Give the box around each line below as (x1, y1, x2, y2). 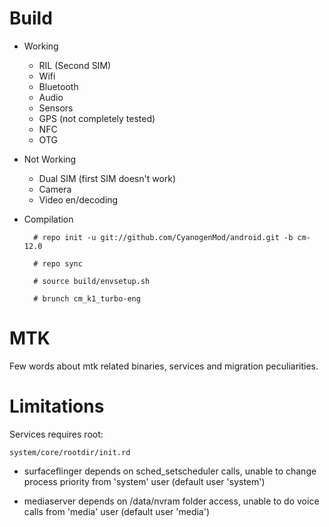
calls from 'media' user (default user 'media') (23, 505, 211, 517)
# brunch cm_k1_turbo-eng (33, 293, 141, 304)
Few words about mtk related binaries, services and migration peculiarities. (9, 360, 319, 372)
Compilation (23, 213, 74, 225)
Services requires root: (9, 428, 104, 440)
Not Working (23, 153, 77, 165)
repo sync (42, 258, 83, 269)
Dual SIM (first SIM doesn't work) (38, 172, 177, 184)
